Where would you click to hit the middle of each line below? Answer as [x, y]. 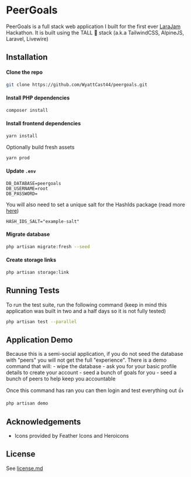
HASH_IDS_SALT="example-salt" [43, 221]
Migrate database [28, 234]
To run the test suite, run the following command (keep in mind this [87, 304]
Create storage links [31, 260]
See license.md [25, 468]
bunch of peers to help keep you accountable [61, 379]
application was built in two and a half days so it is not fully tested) [86, 311]
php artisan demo [27, 404]
